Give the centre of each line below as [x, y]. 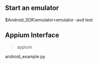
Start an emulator [32, 8]
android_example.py [25, 56]
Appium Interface [32, 35]
